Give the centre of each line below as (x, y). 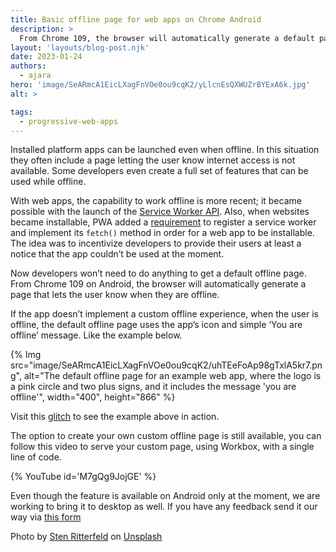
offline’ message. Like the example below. (96, 335)
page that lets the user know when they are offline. (115, 295)
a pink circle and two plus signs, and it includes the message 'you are (153, 387)
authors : (28, 66)
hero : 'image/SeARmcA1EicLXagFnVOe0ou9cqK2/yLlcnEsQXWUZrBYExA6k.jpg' (160, 85)
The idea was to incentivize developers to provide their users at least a (156, 243)
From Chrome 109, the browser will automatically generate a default (167, 38)
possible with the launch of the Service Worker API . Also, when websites (160, 212)
